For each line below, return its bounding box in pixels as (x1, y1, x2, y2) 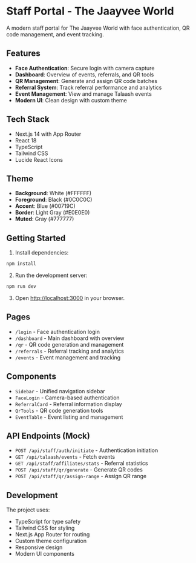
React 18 (15, 136, 37, 144)
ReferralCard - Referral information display (15, 400, 122, 407)
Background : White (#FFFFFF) (15, 190, 92, 197)
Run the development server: (15, 272, 88, 279)
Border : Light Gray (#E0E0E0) (15, 209, 90, 216)
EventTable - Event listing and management (15, 413, 123, 421)
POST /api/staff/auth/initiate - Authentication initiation (15, 447, 158, 454)
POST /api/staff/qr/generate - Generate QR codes (15, 466, 143, 473)
